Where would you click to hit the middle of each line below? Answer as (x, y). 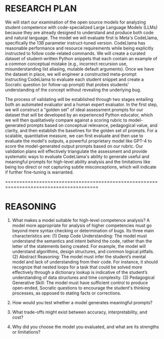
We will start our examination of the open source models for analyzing (76, 22)
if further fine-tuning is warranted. (40, 172)
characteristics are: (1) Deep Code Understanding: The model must (80, 236)
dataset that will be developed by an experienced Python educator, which (79, 115)
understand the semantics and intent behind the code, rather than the (82, 241)
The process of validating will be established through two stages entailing (79, 99)
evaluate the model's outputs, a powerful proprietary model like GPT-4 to (79, 141)
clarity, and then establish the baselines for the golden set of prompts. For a (81, 130)
